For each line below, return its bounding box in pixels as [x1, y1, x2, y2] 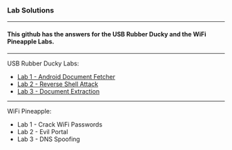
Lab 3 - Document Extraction [17, 87, 100, 95]
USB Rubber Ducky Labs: [7, 59, 79, 67]
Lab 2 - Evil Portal [17, 127, 68, 136]
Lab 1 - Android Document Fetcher [17, 72, 115, 81]
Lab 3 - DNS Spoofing [17, 135, 81, 143]
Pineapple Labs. [7, 37, 55, 45]
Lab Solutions [7, 6, 55, 15]
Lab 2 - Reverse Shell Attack [17, 80, 99, 88]
